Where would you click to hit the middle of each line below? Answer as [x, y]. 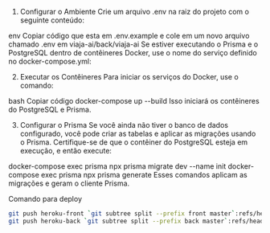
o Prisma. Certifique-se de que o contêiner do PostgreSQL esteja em [134, 142]
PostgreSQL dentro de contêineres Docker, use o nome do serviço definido [133, 53]
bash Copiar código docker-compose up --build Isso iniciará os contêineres [134, 101]
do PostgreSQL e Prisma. [50, 109]
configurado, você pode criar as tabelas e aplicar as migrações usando [138, 133]
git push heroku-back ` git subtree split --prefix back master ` [118, 221]
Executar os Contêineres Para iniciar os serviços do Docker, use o [129, 77]
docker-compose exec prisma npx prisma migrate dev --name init [117, 166]
